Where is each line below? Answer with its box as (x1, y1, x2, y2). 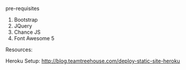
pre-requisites (5, 5, 40, 12)
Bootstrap (13, 16, 38, 23)
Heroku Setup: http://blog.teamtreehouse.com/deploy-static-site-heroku (5, 58, 181, 64)
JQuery (13, 23, 33, 29)
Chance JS (13, 29, 41, 36)
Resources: (5, 46, 33, 53)
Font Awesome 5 (13, 35, 55, 41)
